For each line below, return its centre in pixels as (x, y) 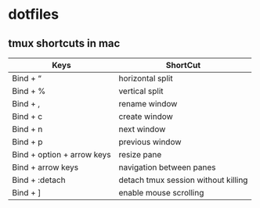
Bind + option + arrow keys (61, 154)
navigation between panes (167, 167)
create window (146, 117)
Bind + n (27, 129)
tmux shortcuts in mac (64, 43)
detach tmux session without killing (183, 180)
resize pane (140, 154)
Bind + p (27, 142)
